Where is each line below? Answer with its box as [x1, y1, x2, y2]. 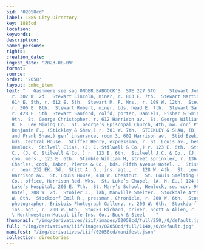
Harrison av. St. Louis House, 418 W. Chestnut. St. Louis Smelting [12, 172, 194, 179]
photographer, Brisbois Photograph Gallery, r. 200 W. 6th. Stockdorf [12, 201, 197, 207]
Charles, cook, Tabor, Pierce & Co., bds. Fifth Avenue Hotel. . [12, 161, 181, 167]
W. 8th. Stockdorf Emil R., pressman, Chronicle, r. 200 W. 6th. [12, 195, 183, 201]
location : [6, 25, 32, 32]
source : [6, 71, 26, 77]
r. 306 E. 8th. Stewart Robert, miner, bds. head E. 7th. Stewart [12, 104, 189, 111]
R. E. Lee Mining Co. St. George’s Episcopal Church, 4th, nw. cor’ [12, 122, 191, 128]
